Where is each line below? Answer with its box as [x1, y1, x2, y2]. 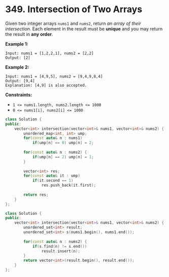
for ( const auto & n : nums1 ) [23, 135, 82, 141]
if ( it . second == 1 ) [32, 178, 73, 183]
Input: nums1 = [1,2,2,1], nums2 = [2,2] [5, 51, 94, 56]
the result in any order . [5, 31, 53, 37]
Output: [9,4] [5, 78, 35, 83]
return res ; [23, 192, 49, 197]
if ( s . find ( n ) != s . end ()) [32, 244, 87, 249]
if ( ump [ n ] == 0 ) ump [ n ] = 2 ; [32, 141, 94, 146]
